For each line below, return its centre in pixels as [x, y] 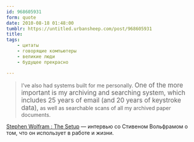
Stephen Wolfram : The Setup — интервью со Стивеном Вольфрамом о [97, 126]
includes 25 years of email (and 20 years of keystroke [101, 100]
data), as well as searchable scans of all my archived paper [96, 108]
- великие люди [36, 57]
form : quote [21, 17]
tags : [13, 40]
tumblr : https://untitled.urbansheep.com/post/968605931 [79, 29]
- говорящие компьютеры [47, 51]
